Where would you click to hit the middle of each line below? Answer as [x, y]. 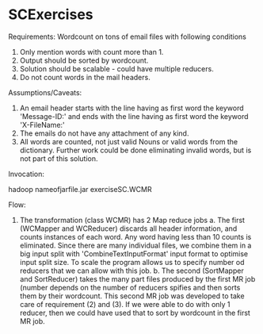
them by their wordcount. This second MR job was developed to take [132, 296]
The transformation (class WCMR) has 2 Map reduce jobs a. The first [132, 220]
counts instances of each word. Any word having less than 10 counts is [135, 236]
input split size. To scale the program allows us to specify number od [132, 262]
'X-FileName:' [42, 125]
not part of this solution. [59, 158]
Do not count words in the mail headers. [85, 77]
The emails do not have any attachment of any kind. [104, 133]
